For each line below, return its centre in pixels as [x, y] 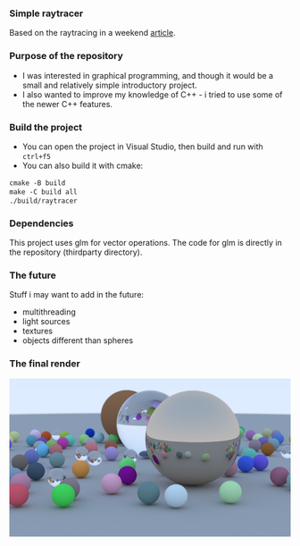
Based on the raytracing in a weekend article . [92, 33]
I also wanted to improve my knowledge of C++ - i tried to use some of [152, 94]
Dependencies [42, 223]
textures [37, 331]
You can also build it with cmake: [83, 165]
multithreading [49, 312]
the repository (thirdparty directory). [76, 252]
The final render [45, 364]
